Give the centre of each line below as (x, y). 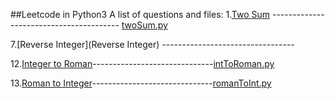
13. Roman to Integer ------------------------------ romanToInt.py (141, 83)
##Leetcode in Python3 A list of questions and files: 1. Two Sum (140, 14)
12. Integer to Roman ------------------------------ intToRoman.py (142, 63)
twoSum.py (144, 25)
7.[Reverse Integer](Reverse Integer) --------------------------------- (152, 44)
